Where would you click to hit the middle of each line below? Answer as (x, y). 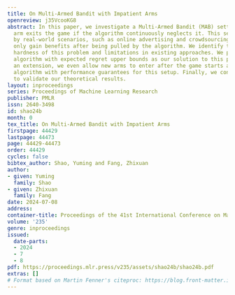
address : (20, 209)
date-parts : (31, 241)
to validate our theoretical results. (70, 79)
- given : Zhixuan (33, 189)
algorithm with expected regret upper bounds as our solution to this (119, 59)
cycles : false (28, 157)
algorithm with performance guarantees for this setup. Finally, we (115, 72)
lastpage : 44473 (31, 137)
